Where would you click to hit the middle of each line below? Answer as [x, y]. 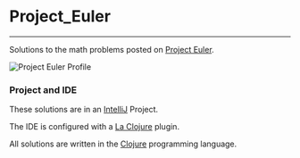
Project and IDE [43, 89]
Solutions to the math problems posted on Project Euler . [112, 49]
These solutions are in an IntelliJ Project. [84, 110]
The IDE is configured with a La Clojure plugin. [95, 127]
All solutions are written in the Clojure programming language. [123, 144]
